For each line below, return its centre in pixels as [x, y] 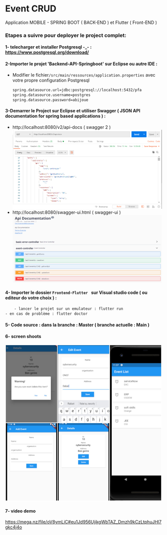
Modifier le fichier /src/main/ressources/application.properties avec [84, 75]
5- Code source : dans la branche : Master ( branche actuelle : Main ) [78, 325]
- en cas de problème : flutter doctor [46, 314]
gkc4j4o [14, 527]
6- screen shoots [23, 336]
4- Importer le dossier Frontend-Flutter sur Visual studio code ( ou [76, 292]
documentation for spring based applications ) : [55, 116]
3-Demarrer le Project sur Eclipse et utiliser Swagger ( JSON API [73, 111]
